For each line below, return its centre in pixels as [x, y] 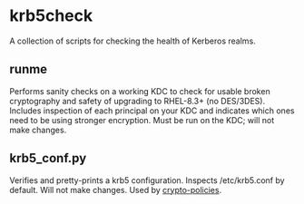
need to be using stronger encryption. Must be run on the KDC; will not [142, 120]
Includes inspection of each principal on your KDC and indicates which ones [152, 111]
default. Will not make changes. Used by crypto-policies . [116, 189]
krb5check [51, 16]
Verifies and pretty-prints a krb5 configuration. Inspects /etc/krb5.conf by [147, 180]
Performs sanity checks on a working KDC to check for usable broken [140, 91]
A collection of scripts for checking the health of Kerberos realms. [132, 41]
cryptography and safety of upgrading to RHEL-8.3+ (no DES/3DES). [137, 101]
